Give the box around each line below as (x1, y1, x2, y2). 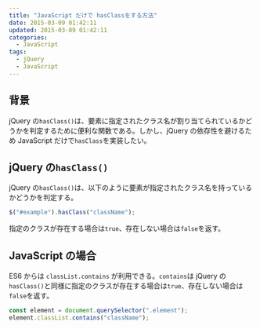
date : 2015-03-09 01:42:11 (9, 19, 97, 27)
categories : (9, 33, 48, 42)
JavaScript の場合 (9, 249, 97, 262)
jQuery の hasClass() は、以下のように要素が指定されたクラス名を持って (9, 183, 239, 192)
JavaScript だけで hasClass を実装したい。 (17, 135, 151, 145)
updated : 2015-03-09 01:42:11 (9, 26, 108, 34)
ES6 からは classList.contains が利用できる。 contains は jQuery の (9, 272, 226, 281)
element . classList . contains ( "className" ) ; (9, 313, 150, 322)
